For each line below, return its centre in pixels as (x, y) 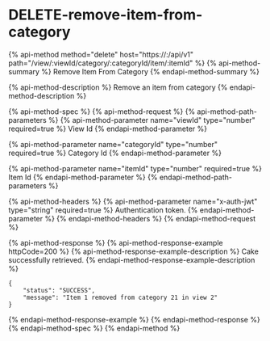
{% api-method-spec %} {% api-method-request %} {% (102, 112)
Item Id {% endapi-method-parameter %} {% (83, 177)
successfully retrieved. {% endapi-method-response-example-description (132, 259)
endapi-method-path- (195, 177)
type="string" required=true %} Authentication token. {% (103, 210)
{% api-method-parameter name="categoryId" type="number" (113, 144)
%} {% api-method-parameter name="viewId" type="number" (152, 120)
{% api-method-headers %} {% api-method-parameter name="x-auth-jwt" (133, 201)
